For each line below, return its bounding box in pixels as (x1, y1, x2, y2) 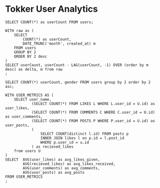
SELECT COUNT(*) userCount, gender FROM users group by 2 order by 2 (5, 80, 151, 84)
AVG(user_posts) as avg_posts (23, 170, 85, 175)
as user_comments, (5, 114, 43, 119)
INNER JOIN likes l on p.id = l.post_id (40, 135, 125, 140)
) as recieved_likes (31, 144, 74, 149)
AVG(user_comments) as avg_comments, (23, 165, 100, 170)
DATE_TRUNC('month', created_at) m (23, 41, 96, 46)
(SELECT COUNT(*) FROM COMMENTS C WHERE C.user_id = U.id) (31, 109, 155, 115)
